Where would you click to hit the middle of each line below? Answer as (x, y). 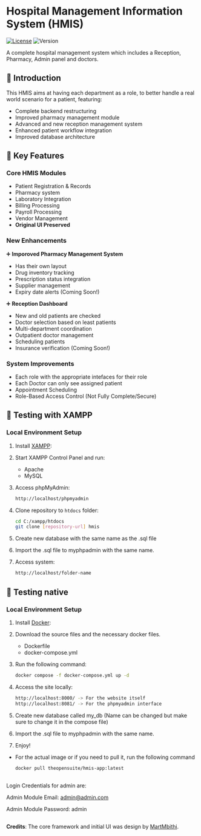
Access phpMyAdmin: (42, 487)
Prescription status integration (53, 279)
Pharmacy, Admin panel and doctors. (52, 59)
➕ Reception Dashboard (37, 303)
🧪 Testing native (37, 592)
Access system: (35, 562)
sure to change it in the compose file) (62, 722)
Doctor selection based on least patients (65, 322)
